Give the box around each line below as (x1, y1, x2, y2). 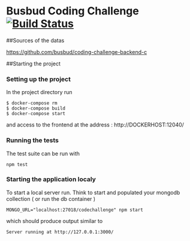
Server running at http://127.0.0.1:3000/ (6, 229, 114, 235)
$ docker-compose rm (6, 100, 58, 106)
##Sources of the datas (6, 37, 65, 44)
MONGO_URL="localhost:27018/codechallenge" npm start (6, 207, 144, 213)
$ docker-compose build (6, 106, 66, 112)
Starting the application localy (6, 175, 96, 183)
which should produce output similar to (6, 217, 103, 224)
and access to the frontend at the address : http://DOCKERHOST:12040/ (6, 121, 185, 128)
